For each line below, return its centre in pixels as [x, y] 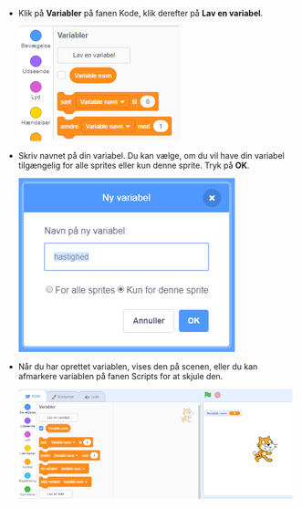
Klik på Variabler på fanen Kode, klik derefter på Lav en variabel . [141, 13]
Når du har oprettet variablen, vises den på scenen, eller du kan [138, 367]
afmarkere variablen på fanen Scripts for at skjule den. [120, 376]
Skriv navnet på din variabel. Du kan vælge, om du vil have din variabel [151, 156]
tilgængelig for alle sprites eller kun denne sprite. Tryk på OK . [134, 165]
